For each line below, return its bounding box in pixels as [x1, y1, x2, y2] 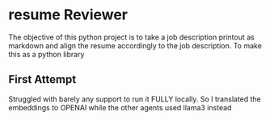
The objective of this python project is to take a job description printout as [8, 32, 255, 42]
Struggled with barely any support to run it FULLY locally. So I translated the [8, 94, 261, 104]
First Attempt [8, 72, 77, 86]
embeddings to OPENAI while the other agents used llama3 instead [8, 102, 232, 112]
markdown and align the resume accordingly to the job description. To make [8, 40, 263, 50]
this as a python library [8, 49, 85, 59]
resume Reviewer [8, 6, 128, 24]
